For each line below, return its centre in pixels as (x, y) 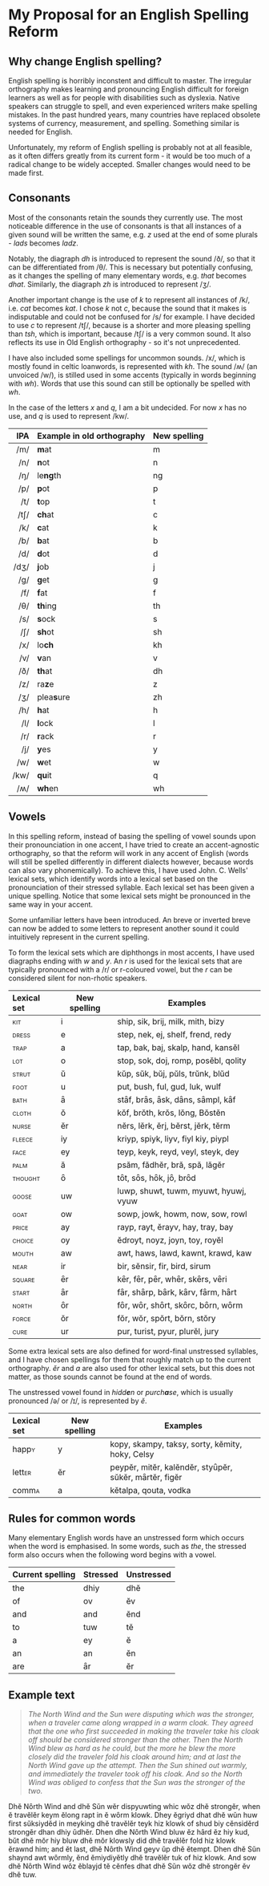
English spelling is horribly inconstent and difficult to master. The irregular (130, 81)
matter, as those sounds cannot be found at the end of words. (110, 1377)
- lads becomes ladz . (43, 243)
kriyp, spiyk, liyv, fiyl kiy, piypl (173, 1138)
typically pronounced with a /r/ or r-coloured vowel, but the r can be (120, 969)
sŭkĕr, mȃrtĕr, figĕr (146, 1477)
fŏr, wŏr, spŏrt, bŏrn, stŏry (167, 1318)
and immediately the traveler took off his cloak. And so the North (135, 1774)
